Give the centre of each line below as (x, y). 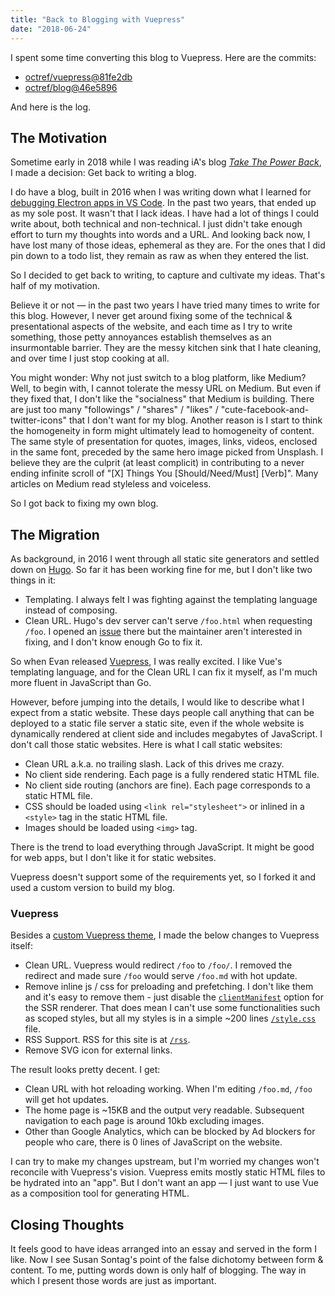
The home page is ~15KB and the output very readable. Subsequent (164, 1110)
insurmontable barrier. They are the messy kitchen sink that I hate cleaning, (166, 348)
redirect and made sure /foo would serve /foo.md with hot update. (161, 976)
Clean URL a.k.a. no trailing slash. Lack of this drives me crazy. (154, 764)
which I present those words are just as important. (113, 1281)
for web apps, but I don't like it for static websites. (113, 858)
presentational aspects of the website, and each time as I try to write (151, 327)
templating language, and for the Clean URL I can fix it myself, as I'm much (164, 672)
